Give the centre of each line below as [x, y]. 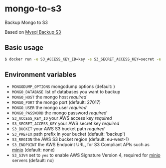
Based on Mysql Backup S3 [33, 32]
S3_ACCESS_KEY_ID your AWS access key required [62, 118]
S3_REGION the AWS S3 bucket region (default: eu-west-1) [70, 139]
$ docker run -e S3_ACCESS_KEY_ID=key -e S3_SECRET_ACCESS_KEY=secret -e [83, 59]
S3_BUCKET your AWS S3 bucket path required [58, 129]
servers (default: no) [33, 161]
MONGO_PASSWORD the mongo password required [59, 113]
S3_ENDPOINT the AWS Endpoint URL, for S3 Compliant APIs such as [81, 145]
